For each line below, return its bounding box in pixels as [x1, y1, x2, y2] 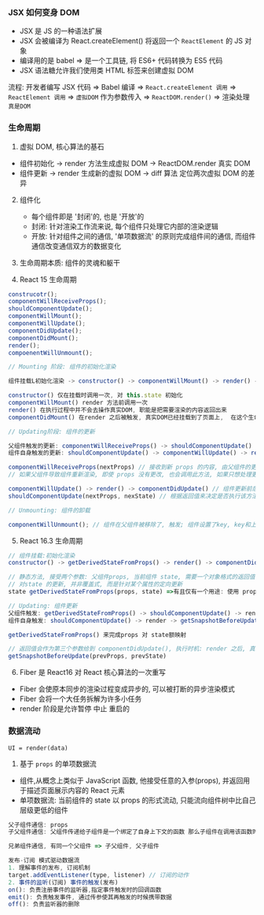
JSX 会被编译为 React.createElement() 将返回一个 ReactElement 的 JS [19, 36, 244, 46]
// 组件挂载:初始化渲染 [8, 551, 75, 560]
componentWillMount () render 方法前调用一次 [8, 399, 148, 407]
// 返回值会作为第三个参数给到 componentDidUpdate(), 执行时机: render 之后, [8, 645, 246, 653]
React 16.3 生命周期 [19, 535, 83, 545]
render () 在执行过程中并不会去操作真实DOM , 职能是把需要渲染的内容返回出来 [8, 406, 228, 414]
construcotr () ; [8, 290, 58, 298]
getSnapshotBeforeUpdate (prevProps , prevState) [8, 652, 167, 661]
